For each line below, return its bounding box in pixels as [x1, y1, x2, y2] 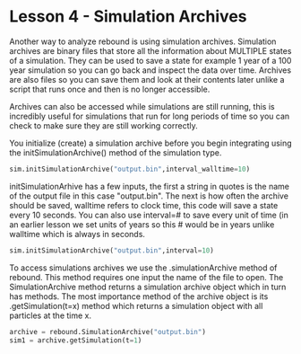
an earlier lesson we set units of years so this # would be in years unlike [9, 218, 275, 230]
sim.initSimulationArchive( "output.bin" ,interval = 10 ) [9, 245, 215, 255]
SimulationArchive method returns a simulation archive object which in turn [9, 281, 287, 292]
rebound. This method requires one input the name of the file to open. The [9, 271, 284, 282]
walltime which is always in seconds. [9, 228, 146, 239]
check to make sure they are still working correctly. [9, 119, 199, 131]
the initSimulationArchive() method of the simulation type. [9, 146, 222, 158]
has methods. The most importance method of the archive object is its [9, 290, 269, 302]
